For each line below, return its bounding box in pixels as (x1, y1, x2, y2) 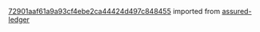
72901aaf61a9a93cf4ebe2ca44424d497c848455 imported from (8, 7, 221, 16)
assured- (222, 7, 252, 16)
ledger (8, 15, 30, 24)
